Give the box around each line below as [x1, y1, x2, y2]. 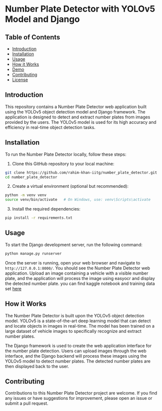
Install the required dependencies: [12, 206, 81, 212]
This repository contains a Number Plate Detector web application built [5, 103, 147, 110]
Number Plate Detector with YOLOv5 [5, 3, 155, 15]
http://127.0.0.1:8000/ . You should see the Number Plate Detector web [5, 265, 150, 271]
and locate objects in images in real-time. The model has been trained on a [5, 323, 155, 329]
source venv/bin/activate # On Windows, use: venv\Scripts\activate [5, 197, 151, 202]
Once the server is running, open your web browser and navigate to [5, 260, 141, 265]
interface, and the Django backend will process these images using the [5, 353, 147, 359]
